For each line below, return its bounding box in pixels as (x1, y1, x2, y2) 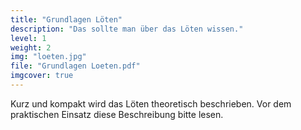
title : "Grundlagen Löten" (10, 14, 123, 25)
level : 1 (10, 33, 47, 43)
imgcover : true (10, 71, 74, 81)
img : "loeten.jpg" (10, 52, 87, 62)
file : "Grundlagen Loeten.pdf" (10, 61, 141, 71)
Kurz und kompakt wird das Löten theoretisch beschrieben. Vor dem (10, 97, 292, 110)
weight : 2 (10, 42, 52, 53)
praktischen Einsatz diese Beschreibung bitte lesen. (10, 108, 224, 120)
